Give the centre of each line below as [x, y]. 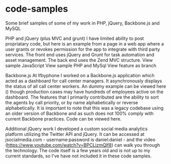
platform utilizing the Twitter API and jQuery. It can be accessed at [75, 134]
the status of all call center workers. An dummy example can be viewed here [86, 86]
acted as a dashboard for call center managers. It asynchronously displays [84, 81]
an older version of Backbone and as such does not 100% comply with [80, 113]
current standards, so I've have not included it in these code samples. [79, 156]
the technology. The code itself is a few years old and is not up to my [78, 150]
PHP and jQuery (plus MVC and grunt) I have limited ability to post [75, 38]
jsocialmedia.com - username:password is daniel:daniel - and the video [80, 139]
